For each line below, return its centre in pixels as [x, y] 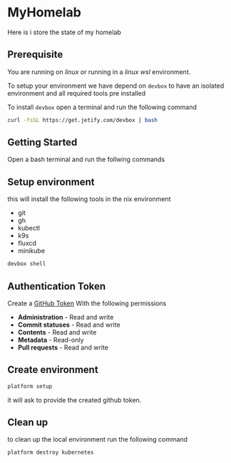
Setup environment [51, 182]
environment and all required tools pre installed [77, 93]
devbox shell [27, 264]
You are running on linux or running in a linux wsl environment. [99, 71]
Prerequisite [35, 55]
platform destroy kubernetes [51, 453]
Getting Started [42, 142]
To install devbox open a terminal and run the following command [102, 107]
